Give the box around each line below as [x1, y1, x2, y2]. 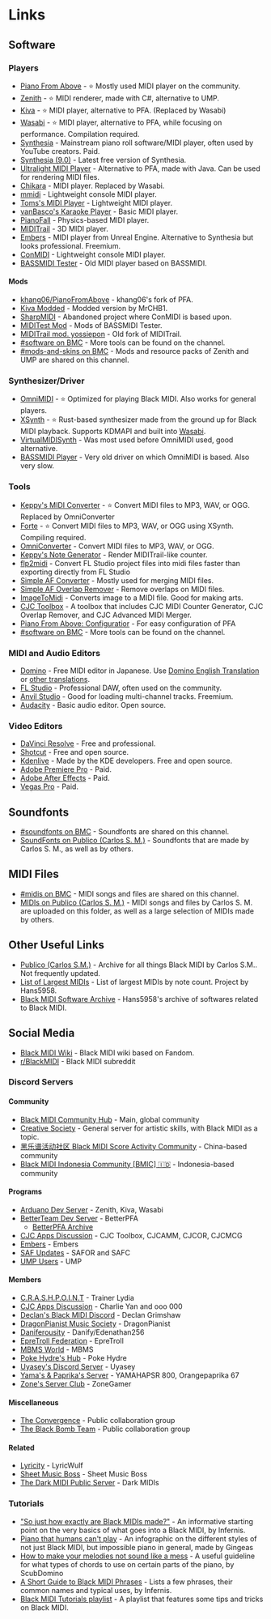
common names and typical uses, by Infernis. [19, 1585, 172, 1595]
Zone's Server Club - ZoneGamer [19, 1379, 132, 1389]
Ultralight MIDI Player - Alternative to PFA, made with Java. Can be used [19, 164, 260, 173]
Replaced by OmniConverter [19, 512, 115, 522]
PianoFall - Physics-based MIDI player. [19, 215, 150, 224]
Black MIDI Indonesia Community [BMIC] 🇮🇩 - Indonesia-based [19, 1159, 235, 1169]
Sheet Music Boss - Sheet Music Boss [19, 1469, 148, 1479]
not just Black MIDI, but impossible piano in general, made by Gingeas [19, 1542, 253, 1552]
